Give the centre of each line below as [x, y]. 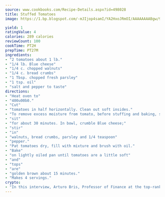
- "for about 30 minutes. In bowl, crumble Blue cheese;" [66, 123]
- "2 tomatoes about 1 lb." [34, 59]
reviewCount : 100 [23, 41]
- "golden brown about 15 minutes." [42, 173]
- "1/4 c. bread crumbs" [30, 73]
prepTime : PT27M [22, 50]
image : [12, 19]
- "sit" [13, 119]
